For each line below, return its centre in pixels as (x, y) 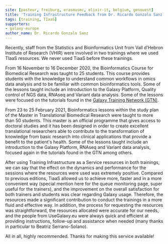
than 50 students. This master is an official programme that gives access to (83, 120)
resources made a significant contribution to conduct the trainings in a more (84, 200)
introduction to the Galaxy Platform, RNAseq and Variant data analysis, (78, 147)
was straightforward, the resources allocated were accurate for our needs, (82, 210)
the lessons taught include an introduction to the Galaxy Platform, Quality (81, 89)
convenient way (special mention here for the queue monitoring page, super (84, 184)
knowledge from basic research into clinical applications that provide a (78, 137)
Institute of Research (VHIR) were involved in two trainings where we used (82, 53)
